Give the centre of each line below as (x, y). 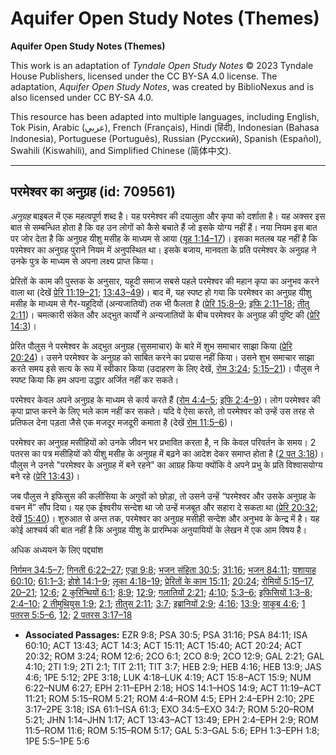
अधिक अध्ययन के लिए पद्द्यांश (56, 549)
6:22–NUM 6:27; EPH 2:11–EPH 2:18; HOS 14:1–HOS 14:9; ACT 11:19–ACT (173, 688)
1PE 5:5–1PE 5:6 (57, 741)
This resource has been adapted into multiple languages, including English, (165, 116)
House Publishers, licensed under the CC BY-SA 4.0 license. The (144, 76)
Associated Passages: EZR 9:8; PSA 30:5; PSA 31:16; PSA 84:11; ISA (166, 634)
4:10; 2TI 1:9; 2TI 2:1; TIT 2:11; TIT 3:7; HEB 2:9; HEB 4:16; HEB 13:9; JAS (173, 666)
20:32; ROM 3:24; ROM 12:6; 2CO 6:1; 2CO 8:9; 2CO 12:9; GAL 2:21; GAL (174, 656)
